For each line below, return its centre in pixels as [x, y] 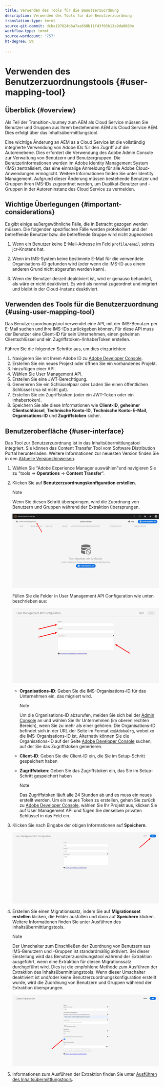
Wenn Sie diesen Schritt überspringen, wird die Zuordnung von [75, 502]
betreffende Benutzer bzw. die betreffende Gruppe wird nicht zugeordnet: [79, 234]
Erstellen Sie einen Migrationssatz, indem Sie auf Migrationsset [76, 911]
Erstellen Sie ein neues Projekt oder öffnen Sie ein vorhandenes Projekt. [84, 363]
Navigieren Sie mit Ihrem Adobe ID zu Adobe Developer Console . [77, 359]
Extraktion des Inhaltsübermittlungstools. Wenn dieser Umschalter [79, 972]
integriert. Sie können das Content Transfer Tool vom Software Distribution [80, 448]
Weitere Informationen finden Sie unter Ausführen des [66, 922]
